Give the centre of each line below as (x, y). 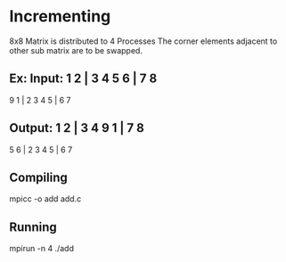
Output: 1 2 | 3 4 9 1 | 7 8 (77, 128)
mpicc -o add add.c (45, 199)
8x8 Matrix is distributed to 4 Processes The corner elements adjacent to (143, 41)
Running (33, 227)
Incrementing (60, 16)
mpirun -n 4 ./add (41, 249)
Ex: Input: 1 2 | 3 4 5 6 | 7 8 (83, 79)
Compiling (39, 177)
